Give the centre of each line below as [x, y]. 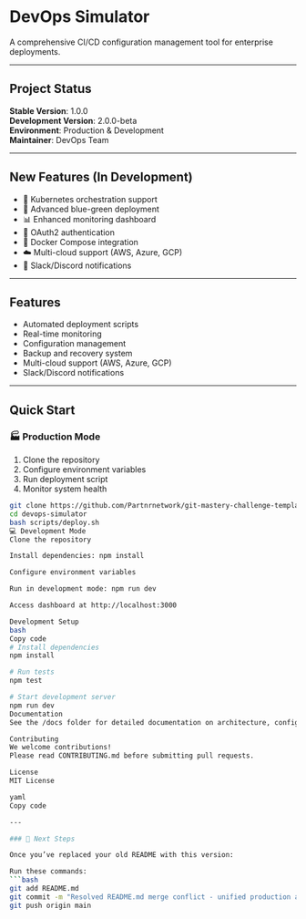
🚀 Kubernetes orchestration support [90, 199]
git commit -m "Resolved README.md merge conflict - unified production [150, 897]
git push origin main [51, 905]
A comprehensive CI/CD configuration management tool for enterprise [141, 42]
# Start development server [63, 697]
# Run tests [32, 672]
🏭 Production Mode [55, 437]
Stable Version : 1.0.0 [49, 110]
